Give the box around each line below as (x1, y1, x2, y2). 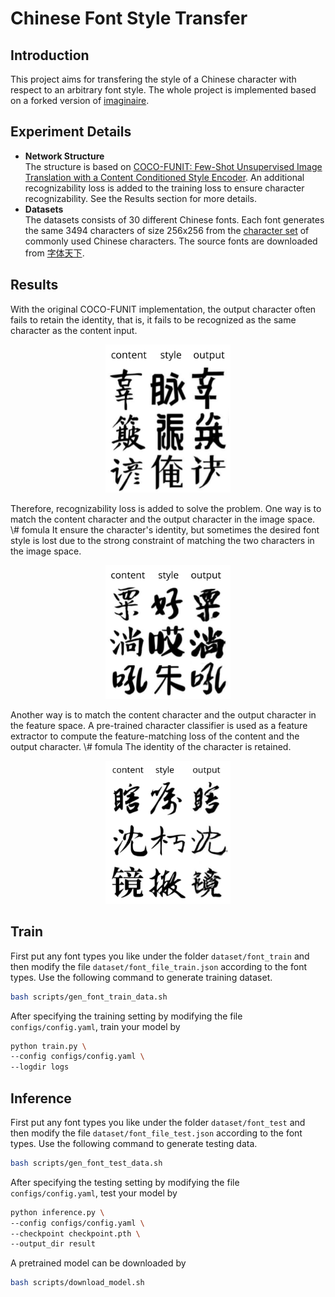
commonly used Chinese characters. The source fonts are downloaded (24, 235, 318, 247)
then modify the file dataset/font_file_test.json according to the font (10, 1127, 303, 1139)
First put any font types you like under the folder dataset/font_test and (10, 1116, 306, 1128)
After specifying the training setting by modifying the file (10, 1010, 243, 1022)
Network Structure (24, 150, 105, 162)
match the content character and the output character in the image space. (10, 513, 316, 526)
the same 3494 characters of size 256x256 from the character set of (24, 224, 310, 236)
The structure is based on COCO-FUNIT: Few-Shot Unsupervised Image (24, 160, 323, 172)
